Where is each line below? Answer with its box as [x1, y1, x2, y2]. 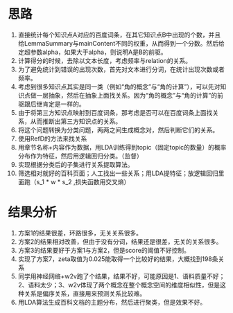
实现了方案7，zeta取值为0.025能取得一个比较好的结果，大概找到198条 [17, 254, 218, 263]
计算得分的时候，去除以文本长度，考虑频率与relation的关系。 [17, 56, 191, 64]
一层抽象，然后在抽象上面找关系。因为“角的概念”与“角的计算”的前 [36, 91, 224, 99]
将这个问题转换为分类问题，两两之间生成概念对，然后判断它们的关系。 [17, 125, 219, 134]
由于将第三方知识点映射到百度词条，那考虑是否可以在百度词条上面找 [17, 108, 213, 116]
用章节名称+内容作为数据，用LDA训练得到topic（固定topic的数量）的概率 [17, 143, 227, 151]
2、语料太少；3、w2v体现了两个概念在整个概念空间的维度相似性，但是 [17, 280, 221, 289]
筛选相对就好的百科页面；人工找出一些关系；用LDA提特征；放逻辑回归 [17, 169, 218, 177]
